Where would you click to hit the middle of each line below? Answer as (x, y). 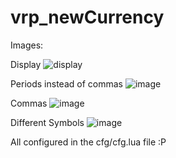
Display (26, 64)
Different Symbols (47, 122)
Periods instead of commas (66, 83)
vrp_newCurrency (87, 17)
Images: (27, 45)
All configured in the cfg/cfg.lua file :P (88, 142)
